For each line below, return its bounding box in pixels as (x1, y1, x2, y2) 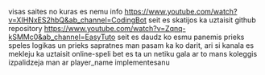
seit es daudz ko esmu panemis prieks (117, 32, 245, 41)
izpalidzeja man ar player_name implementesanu (8, 57, 171, 67)
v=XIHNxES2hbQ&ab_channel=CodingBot (8, 15, 147, 25)
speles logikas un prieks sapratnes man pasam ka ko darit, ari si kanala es (8, 41, 255, 50)
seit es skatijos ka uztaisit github (148, 15, 256, 25)
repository (8, 24, 43, 33)
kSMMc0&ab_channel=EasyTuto (8, 32, 116, 41)
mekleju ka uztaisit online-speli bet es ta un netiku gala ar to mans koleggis (8, 49, 258, 58)
